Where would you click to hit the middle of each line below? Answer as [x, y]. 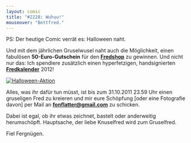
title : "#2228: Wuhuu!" [35, 17]
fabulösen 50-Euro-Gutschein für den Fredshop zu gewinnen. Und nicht [95, 57]
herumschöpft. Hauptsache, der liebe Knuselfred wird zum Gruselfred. [91, 122]
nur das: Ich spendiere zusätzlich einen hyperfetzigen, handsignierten [91, 63]
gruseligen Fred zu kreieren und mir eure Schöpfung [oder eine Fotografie [96, 98]
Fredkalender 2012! [30, 69]
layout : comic [24, 11]
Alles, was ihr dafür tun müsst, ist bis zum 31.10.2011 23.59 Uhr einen [89, 92]
